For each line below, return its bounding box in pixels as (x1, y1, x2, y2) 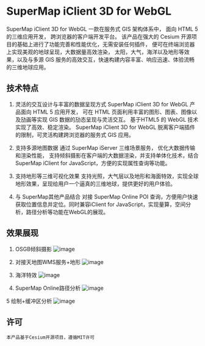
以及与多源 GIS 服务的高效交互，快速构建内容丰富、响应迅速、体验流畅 (16, 56, 195, 63)
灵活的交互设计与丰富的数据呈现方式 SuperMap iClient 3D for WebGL (15, 100, 189, 108)
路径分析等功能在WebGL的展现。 (26, 208, 109, 215)
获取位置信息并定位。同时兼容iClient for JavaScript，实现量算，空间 (15, 201, 186, 208)
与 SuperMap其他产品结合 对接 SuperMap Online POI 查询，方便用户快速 (15, 193, 198, 200)
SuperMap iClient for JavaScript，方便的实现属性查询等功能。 (15, 159, 171, 166)
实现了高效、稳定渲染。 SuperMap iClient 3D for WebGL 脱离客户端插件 (15, 123, 195, 131)
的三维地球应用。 (6, 63, 49, 71)
